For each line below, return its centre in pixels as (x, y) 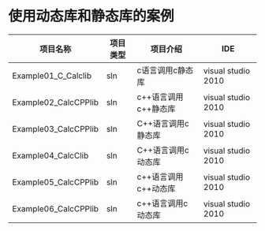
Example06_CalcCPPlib (56, 208)
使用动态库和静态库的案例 (91, 16)
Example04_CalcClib (50, 155)
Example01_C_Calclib (52, 76)
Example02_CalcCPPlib (56, 102)
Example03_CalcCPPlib (56, 129)
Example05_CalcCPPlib (56, 182)
